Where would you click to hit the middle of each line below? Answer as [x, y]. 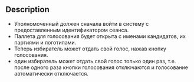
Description [27, 10]
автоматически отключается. [51, 73]
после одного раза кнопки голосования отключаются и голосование [101, 67]
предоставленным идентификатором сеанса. [71, 30]
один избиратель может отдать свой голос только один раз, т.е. [95, 61]
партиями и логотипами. [45, 42]
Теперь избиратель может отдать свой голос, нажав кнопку [90, 49]
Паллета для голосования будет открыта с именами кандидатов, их [100, 36]
